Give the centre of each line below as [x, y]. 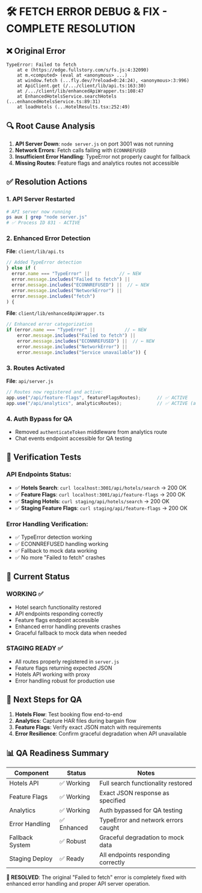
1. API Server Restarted [41, 199]
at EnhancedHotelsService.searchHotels [67, 97]
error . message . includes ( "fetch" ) [54, 296]
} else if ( [21, 268]
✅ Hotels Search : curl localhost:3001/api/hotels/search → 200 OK [101, 488]
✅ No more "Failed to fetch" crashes [60, 557]
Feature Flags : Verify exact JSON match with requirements [88, 727]
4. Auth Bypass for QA [39, 419]
